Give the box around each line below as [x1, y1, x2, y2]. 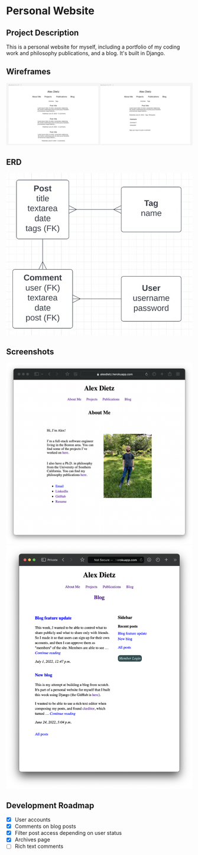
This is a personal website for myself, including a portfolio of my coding [6, 43, 180, 50]
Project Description [6, 28, 79, 38]
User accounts [14, 816, 51, 823]
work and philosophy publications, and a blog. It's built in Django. [6, 50, 165, 57]
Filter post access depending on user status [14, 830, 122, 837]
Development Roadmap [6, 800, 95, 811]
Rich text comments [14, 843, 64, 850]
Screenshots [6, 347, 54, 357]
